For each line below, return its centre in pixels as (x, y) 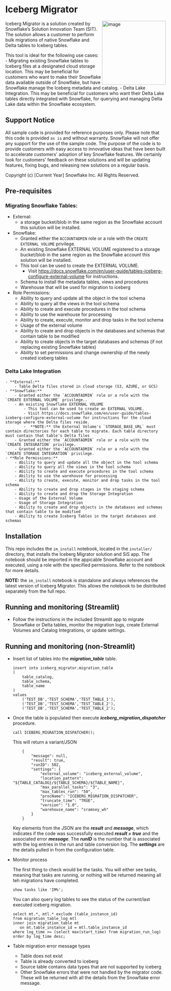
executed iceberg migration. (42, 905)
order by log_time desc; (39, 937)
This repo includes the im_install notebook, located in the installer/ (79, 549)
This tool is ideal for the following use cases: (52, 55)
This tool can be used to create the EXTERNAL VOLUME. (80, 266)
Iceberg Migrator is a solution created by (48, 24)
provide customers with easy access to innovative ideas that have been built (85, 149)
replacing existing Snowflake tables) (58, 347)
